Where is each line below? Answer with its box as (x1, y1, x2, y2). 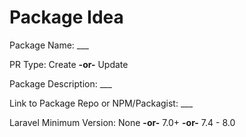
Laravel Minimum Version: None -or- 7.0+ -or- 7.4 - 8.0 (9, 116, 236, 128)
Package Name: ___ (9, 39, 89, 51)
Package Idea (9, 6, 124, 29)
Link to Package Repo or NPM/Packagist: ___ (9, 97, 194, 109)
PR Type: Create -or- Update (9, 58, 129, 70)
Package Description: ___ (9, 77, 112, 90)
